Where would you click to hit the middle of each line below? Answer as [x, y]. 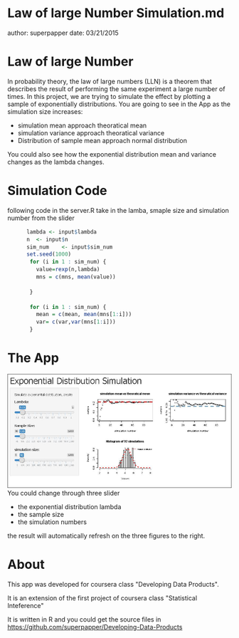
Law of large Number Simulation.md [116, 13]
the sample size [41, 515]
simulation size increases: [45, 111]
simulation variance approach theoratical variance [91, 132]
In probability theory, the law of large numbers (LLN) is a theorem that [110, 81]
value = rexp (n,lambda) [68, 270]
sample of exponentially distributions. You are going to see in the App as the [119, 104]
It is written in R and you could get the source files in [84, 619]
